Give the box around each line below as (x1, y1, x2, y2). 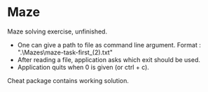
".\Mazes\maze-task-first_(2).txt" (17, 48, 113, 56)
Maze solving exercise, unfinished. (7, 27, 107, 36)
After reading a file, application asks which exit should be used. (17, 55, 201, 63)
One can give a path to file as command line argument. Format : (17, 40, 201, 49)
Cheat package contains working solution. (7, 76, 130, 84)
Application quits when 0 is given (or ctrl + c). (17, 63, 149, 71)
